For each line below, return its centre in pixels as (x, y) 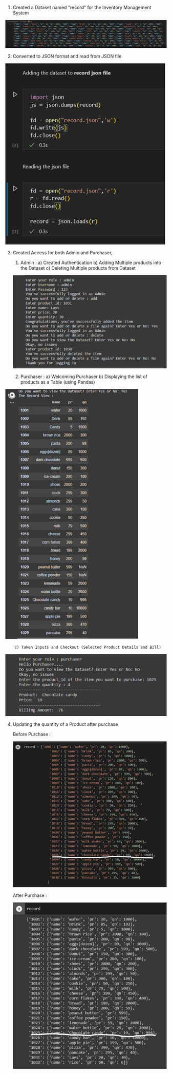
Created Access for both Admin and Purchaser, (62, 253)
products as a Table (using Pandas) (58, 382)
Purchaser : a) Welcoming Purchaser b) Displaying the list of (84, 376)
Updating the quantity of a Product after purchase (65, 724)
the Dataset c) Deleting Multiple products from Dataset (78, 268)
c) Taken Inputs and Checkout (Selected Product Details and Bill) (88, 647)
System (21, 13)
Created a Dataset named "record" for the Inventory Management (82, 7)
